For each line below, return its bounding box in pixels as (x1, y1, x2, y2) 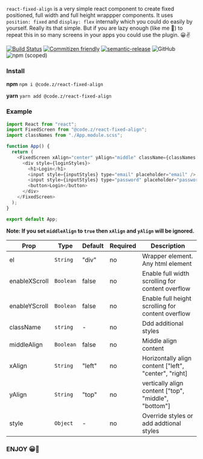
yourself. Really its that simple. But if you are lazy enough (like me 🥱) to (6, 24, 183, 31)
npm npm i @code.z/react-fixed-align (6, 81, 104, 88)
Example (6, 107, 33, 116)
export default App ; (6, 216, 59, 222)
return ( (11, 149, 34, 155)
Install (6, 67, 25, 75)
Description (150, 242, 185, 250)
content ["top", (141, 386, 184, 395)
